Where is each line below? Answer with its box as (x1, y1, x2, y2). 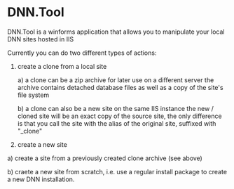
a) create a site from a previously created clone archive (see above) (7, 154, 203, 162)
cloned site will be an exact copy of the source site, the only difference (17, 112, 222, 120)
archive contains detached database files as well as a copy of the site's (17, 83, 223, 91)
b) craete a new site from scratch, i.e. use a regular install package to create (7, 167, 228, 176)
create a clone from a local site (17, 62, 107, 70)
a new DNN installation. (7, 175, 75, 183)
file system (17, 91, 50, 99)
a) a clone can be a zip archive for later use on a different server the (17, 75, 214, 84)
